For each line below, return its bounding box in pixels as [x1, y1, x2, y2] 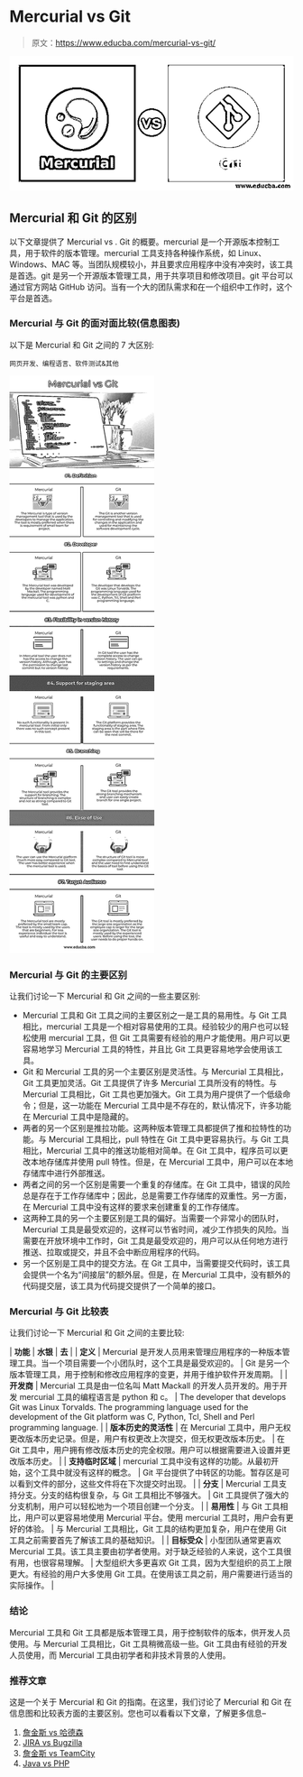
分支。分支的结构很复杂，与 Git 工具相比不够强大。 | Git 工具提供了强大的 [16, 1490, 289, 1501]
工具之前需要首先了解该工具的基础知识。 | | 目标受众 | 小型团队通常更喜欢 [9, 1535, 281, 1546]
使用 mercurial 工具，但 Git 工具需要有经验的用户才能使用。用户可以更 [30, 1033, 290, 1044]
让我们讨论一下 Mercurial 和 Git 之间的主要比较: [9, 1328, 185, 1339]
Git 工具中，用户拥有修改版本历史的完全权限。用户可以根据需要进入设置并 [9, 1445, 283, 1456]
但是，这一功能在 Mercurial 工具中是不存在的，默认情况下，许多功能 [38, 1100, 291, 1111]
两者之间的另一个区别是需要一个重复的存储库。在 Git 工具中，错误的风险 [22, 1179, 291, 1190]
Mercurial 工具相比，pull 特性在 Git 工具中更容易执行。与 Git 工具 [48, 1134, 289, 1145]
